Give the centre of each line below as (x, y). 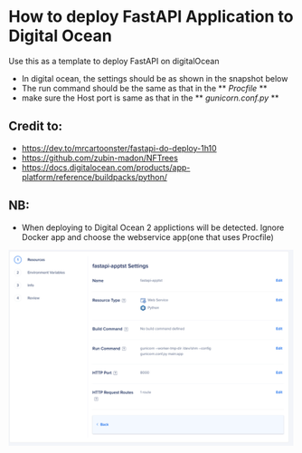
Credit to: (36, 126)
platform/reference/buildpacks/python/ (94, 177)
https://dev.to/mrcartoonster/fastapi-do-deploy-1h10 (119, 148)
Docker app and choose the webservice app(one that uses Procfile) (148, 236)
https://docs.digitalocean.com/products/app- (106, 167)
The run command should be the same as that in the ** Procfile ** (144, 88)
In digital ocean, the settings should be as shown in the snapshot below (155, 78)
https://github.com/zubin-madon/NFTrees (99, 158)
